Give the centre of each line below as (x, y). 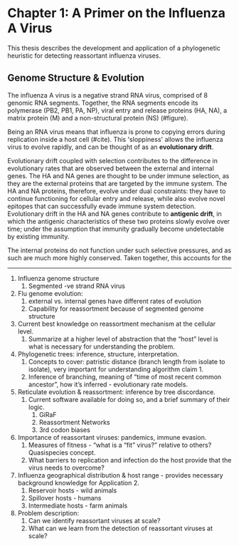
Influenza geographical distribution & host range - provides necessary (120, 475)
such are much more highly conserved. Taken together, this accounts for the (119, 257)
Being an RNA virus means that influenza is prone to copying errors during (116, 132)
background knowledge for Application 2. (79, 483)
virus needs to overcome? (66, 468)
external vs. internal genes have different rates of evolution (115, 301)
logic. (36, 407)
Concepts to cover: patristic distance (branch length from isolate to (127, 361)
